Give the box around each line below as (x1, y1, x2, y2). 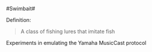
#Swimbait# (6, 5, 35, 12)
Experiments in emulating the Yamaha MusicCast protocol (6, 40, 147, 46)
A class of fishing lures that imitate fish (20, 28, 115, 35)
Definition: (6, 17, 31, 23)
